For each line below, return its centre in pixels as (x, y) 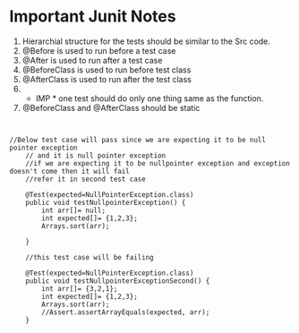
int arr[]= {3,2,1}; (80, 288)
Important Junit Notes (93, 17)
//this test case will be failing (90, 257)
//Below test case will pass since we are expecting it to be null (138, 140)
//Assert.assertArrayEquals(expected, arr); (126, 312)
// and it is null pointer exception (96, 155)
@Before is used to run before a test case (99, 50)
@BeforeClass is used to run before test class (107, 70)
